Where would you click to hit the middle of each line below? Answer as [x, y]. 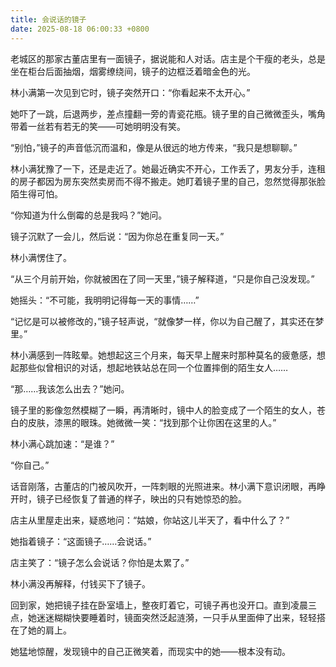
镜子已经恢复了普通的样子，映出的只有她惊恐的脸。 [141, 498]
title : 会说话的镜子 [48, 19]
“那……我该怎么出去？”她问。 [70, 388]
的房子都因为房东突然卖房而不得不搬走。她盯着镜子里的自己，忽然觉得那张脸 [168, 181]
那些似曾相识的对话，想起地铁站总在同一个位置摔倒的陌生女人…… [153, 367]
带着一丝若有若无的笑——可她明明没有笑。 [98, 126]
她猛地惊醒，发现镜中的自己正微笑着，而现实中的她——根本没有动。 [150, 651]
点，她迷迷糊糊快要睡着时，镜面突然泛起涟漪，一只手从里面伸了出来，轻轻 [163, 617]
